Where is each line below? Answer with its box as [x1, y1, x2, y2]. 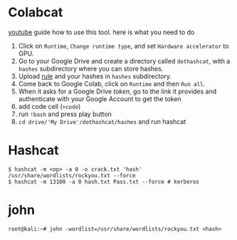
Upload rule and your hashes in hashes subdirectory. [18, 72, 172, 80]
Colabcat [8, 4, 63, 21]
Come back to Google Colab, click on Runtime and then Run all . [18, 79, 206, 88]
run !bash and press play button [18, 110, 112, 118]
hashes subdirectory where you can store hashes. [18, 64, 164, 73]
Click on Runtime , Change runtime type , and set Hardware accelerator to [18, 41, 229, 50]
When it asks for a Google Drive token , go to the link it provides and [18, 87, 217, 95]
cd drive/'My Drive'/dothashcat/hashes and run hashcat [18, 117, 186, 125]
